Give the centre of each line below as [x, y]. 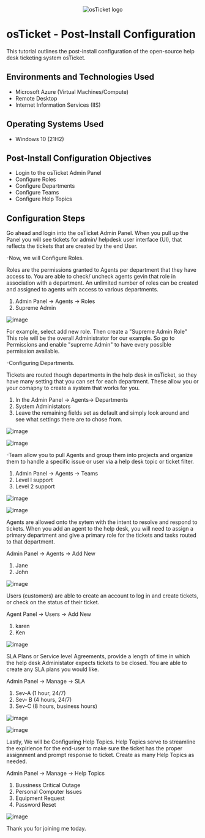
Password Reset [35, 805]
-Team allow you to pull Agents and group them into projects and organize [100, 455]
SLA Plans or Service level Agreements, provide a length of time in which [98, 656]
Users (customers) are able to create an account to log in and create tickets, [102, 596]
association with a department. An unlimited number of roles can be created [102, 283]
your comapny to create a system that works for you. [73, 388]
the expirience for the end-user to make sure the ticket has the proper [95, 748]
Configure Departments [45, 186]
